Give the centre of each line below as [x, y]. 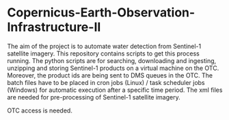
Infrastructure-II [54, 27]
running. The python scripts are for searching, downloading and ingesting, [112, 60]
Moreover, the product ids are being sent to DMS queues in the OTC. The [110, 75]
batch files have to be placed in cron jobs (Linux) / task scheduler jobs [106, 82]
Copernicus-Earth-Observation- [101, 13]
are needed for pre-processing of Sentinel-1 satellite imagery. [94, 97]
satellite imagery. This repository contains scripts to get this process [103, 53]
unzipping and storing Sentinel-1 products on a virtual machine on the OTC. [113, 68]
